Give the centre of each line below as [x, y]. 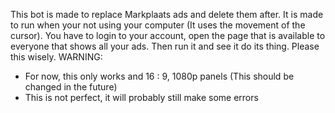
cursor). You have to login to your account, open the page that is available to [168, 35]
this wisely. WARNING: [56, 57]
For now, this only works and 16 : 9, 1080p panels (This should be [159, 76]
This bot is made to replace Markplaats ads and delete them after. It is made [167, 14]
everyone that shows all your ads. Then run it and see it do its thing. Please [165, 46]
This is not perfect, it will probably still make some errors [141, 97]
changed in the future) [71, 87]
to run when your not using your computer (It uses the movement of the [158, 25]
